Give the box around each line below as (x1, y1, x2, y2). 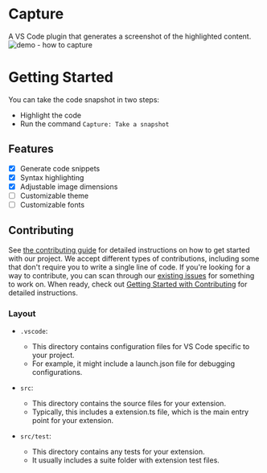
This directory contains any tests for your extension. (31, 447, 205, 457)
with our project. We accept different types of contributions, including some (8, 253, 260, 263)
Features (8, 142, 54, 156)
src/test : (19, 431, 52, 441)
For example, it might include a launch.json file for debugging (31, 359, 236, 368)
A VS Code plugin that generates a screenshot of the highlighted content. (8, 31, 252, 41)
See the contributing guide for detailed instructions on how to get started (8, 245, 251, 254)
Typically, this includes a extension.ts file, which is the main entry (31, 407, 249, 417)
